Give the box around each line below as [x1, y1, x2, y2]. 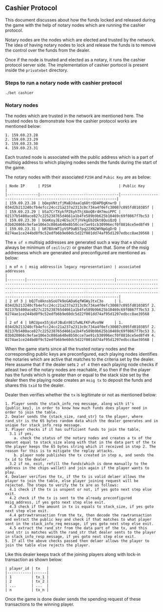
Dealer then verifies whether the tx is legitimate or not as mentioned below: [5, 392, 157, 398]
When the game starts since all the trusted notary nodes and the [5, 346, 135, 352]
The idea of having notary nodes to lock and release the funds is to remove [5, 42, 156, 48]
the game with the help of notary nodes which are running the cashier [5, 22, 145, 28]
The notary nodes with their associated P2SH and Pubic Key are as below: [5, 174, 151, 180]
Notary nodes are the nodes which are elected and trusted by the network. [5, 37, 155, 43]
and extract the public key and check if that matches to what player [5, 517, 152, 522]
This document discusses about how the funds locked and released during [5, 17, 156, 23]
